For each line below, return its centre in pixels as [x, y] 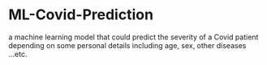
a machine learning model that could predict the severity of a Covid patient [133, 37]
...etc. [18, 54]
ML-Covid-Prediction [81, 15]
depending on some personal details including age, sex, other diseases [127, 45]
